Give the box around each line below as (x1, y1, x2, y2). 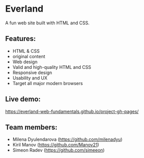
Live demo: (5, 95, 41, 104)
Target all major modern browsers (12, 80, 83, 86)
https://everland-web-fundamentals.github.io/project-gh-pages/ (5, 108, 139, 114)
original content (12, 53, 45, 59)
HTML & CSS (12, 48, 40, 54)
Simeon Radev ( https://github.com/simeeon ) (12, 147, 105, 153)
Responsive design (12, 69, 52, 75)
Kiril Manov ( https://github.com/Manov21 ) (12, 142, 99, 148)
